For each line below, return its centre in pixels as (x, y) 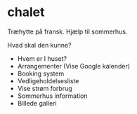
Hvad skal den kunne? (39, 45)
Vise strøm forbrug (45, 88)
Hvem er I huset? (42, 58)
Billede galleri (37, 103)
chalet (26, 12)
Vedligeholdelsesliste (48, 80)
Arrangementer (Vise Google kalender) (74, 66)
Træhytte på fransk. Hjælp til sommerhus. (67, 31)
